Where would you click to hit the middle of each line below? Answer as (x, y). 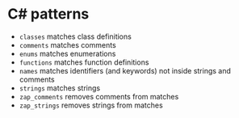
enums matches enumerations (67, 53)
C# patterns (48, 14)
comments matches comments (67, 44)
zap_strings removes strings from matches (91, 105)
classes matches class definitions (75, 36)
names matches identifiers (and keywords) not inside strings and (125, 70)
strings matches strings (60, 88)
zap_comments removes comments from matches (99, 96)
